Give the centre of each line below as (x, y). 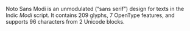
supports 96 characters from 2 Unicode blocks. (65, 22)
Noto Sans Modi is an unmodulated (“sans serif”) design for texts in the (95, 9)
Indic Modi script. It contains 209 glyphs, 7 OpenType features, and (90, 15)
